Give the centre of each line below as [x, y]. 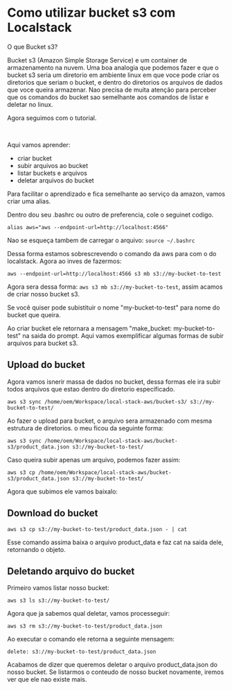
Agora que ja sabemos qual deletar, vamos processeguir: [89, 614]
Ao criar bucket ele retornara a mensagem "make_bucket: [89, 328]
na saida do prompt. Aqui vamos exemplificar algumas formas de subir [123, 335]
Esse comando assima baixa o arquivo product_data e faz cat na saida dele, [115, 542]
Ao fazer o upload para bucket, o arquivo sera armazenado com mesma [110, 421]
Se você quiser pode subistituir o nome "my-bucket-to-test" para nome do [114, 308]
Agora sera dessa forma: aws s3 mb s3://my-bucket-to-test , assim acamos [115, 287]
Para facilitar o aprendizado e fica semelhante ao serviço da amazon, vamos [116, 194]
